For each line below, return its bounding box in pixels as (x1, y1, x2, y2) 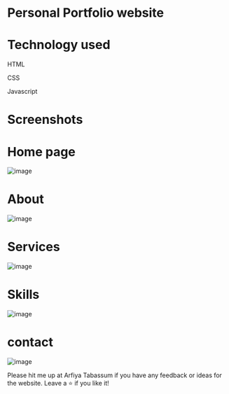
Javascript (7, 87, 38, 96)
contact (7, 335, 54, 351)
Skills (7, 287, 40, 302)
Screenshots (7, 112, 83, 127)
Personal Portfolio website (7, 5, 165, 21)
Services (7, 239, 61, 255)
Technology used (7, 37, 111, 53)
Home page (7, 143, 76, 160)
